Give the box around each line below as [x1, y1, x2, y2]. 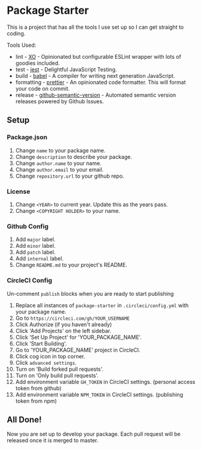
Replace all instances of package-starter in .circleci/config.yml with [15, 301, 189, 309]
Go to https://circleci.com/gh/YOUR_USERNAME [15, 314, 130, 322]
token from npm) [15, 397, 57, 404]
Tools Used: [7, 41, 36, 49]
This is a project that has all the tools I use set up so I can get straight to [7, 23, 184, 31]
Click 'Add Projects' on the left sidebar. [15, 327, 111, 334]
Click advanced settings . [15, 359, 77, 366]
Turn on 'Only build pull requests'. [15, 371, 99, 379]
